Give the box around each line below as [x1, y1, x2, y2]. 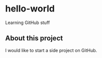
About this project [5, 34, 63, 42]
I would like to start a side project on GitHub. [5, 47, 97, 53]
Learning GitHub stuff [5, 19, 50, 25]
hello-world [5, 3, 55, 14]
